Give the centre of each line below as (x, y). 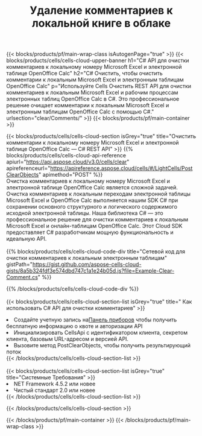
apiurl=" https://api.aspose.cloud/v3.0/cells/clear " (68, 162)
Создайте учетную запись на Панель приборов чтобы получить (95, 320)
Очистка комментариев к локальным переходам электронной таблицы (99, 194)
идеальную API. (27, 239)
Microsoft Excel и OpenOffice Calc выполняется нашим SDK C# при (92, 200)
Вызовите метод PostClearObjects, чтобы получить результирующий (103, 346)
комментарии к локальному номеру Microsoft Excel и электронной (93, 143)
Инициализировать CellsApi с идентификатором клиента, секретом (101, 333)
